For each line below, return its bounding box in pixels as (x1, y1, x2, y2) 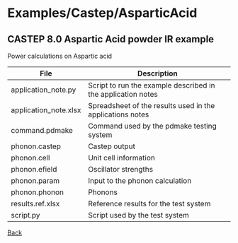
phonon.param (11, 176, 60, 185)
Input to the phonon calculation (88, 176, 192, 185)
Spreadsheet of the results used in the (88, 101, 215, 110)
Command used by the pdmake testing (88, 121, 217, 131)
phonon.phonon (11, 187, 64, 197)
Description (137, 69, 178, 78)
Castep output (88, 141, 136, 151)
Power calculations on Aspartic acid (7, 52, 112, 60)
